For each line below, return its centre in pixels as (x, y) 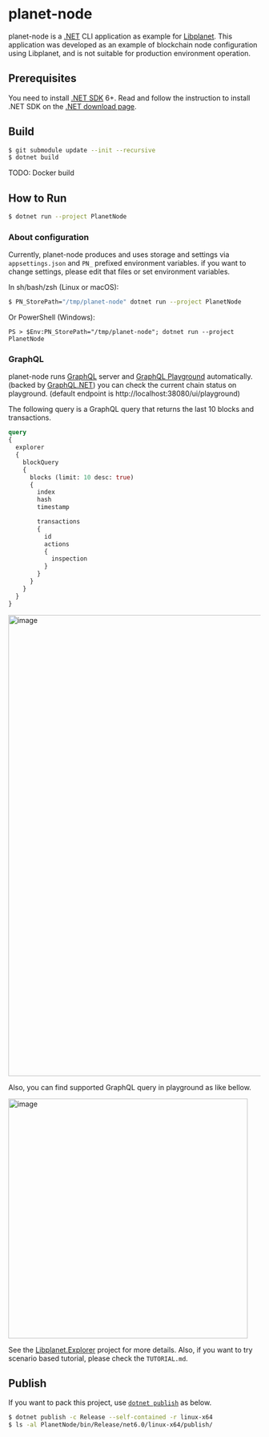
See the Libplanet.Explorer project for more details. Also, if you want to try (130, 1349)
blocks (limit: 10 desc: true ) (82, 477)
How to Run (38, 198)
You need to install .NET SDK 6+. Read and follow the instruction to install (129, 98)
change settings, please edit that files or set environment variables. (119, 272)
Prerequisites (42, 78)
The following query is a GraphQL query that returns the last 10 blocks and (131, 409)
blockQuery (41, 462)
